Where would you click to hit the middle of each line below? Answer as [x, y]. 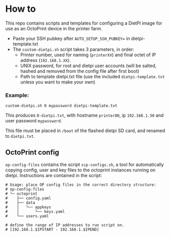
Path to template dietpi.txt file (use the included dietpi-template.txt [92, 76]
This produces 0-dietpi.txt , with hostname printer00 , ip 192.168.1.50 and [84, 115]
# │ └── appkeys [28, 207]
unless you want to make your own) [58, 82]
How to [21, 9]
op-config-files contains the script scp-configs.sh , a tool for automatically [85, 165]
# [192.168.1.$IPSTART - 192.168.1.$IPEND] [52, 230]
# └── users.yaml [27, 216]
